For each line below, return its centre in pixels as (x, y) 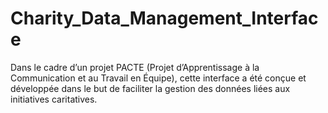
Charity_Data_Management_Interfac (164, 18)
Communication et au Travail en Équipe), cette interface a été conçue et (158, 78)
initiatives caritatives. (54, 99)
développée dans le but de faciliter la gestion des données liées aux (150, 88)
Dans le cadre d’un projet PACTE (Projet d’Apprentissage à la (135, 67)
